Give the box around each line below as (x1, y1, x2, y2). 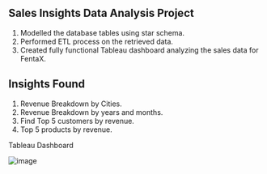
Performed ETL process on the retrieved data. (19, 36, 174, 46)
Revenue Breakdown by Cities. (19, 99, 123, 108)
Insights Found (8, 77, 86, 91)
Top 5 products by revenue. (19, 125, 113, 134)
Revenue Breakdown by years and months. (19, 107, 163, 117)
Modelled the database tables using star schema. (19, 28, 184, 37)
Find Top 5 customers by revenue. (19, 116, 135, 125)
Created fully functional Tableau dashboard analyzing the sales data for (19, 45, 259, 55)
